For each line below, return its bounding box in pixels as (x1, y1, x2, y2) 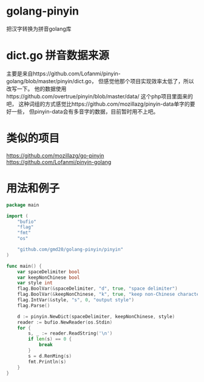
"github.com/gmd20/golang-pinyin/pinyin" (17, 247, 123, 253)
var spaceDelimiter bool (17, 268, 80, 275)
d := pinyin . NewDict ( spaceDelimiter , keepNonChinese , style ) (17, 313, 175, 319)
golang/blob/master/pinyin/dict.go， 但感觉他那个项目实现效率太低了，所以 (6, 77, 194, 84)
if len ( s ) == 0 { (28, 336, 72, 343)
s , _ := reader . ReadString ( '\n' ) (28, 330, 113, 336)
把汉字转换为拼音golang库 (6, 25, 72, 32)
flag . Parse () (17, 302, 50, 309)
